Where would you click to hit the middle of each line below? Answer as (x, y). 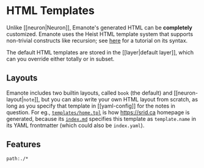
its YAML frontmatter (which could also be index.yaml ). (75, 125)
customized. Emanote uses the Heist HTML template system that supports (100, 34)
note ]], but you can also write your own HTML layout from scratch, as (111, 99)
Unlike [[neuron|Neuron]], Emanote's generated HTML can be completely (99, 27)
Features (24, 144)
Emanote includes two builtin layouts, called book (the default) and (89, 93)
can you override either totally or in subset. (60, 59)
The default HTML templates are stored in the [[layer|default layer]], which (100, 52)
